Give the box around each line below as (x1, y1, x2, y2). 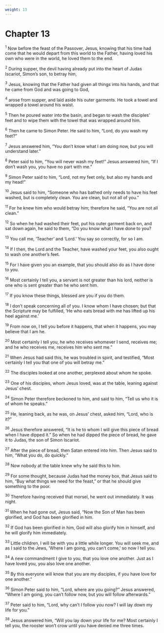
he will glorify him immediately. (5, 529, 67, 535)
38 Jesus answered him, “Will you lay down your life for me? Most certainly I (5, 616, 158, 623)
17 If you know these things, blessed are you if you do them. (5, 292, 125, 298)
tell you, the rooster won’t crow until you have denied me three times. (5, 622, 144, 628)
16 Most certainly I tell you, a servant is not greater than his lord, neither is (5, 276, 153, 283)
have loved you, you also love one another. (5, 560, 91, 567)
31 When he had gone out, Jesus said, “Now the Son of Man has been (5, 508, 145, 515)
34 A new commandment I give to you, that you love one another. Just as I (5, 555, 154, 561)
